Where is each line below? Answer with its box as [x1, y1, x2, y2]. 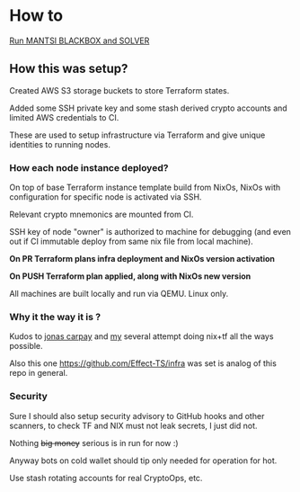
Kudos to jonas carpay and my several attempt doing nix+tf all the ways [9, 331, 274, 342]
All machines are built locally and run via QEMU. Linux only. [9, 289, 229, 300]
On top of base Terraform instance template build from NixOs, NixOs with [9, 182, 281, 193]
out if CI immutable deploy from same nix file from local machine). [9, 236, 253, 247]
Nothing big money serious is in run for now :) [9, 437, 179, 448]
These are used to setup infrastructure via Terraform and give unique [9, 130, 266, 140]
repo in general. [9, 368, 68, 379]
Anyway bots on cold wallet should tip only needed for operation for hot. [9, 455, 278, 466]
